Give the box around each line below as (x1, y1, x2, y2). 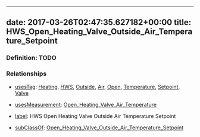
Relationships (6, 69, 47, 78)
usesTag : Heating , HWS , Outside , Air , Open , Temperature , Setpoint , (14, 83, 180, 90)
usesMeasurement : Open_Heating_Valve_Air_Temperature (14, 101, 157, 108)
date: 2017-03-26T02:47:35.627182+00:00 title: (6, 17, 192, 27)
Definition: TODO (6, 54, 57, 62)
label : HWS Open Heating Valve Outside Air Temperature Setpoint (14, 112, 176, 119)
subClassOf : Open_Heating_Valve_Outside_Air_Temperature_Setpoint (14, 124, 184, 131)
